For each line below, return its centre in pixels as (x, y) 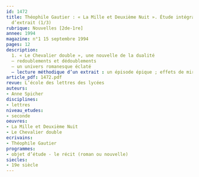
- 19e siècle (22, 165)
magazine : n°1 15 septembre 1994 (47, 39)
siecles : (17, 160)
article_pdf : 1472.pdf (34, 77)
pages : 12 (18, 45)
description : (22, 50)
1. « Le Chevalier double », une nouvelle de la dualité (83, 55)
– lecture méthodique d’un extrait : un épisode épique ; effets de (98, 72)
